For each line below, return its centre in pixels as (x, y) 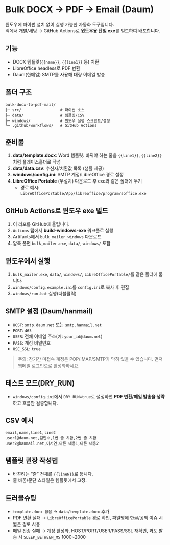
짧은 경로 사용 (26, 524)
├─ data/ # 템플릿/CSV (45, 115)
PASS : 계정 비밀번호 (32, 342)
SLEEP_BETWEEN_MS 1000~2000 (55, 537)
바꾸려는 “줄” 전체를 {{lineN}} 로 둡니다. (53, 474)
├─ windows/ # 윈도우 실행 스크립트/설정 (58, 121)
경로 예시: (30, 188)
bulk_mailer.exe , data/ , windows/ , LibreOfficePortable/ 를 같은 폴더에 (85, 274)
